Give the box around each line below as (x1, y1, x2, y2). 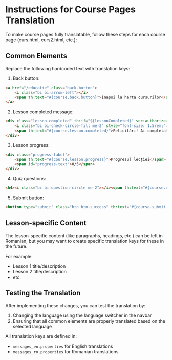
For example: (5, 253, 33, 259)
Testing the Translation (5, 289, 81, 298)
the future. (5, 243, 28, 249)
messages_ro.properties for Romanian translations (12, 348, 119, 354)
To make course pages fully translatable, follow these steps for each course (5, 31, 165, 37)
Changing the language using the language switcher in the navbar (12, 312, 152, 319)
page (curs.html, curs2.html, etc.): (5, 37, 77, 43)
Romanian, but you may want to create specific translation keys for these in (5, 238, 164, 244)
